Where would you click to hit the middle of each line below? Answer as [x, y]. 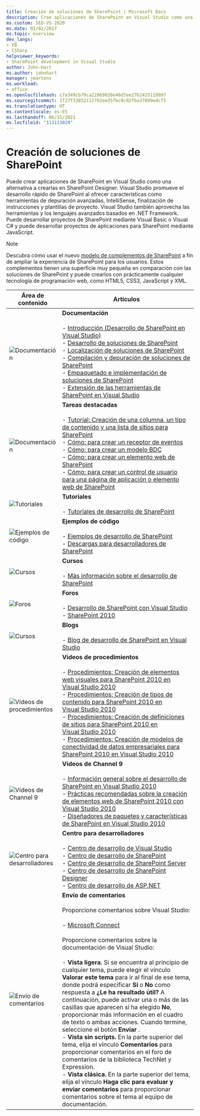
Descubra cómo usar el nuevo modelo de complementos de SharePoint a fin [100, 256]
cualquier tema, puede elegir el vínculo [116, 970]
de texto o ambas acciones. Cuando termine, [125, 1022]
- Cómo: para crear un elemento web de [119, 457]
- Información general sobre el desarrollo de [124, 779]
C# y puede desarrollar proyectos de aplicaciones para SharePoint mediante [100, 226]
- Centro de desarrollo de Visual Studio [117, 848]
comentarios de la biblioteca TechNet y [117, 1059]
